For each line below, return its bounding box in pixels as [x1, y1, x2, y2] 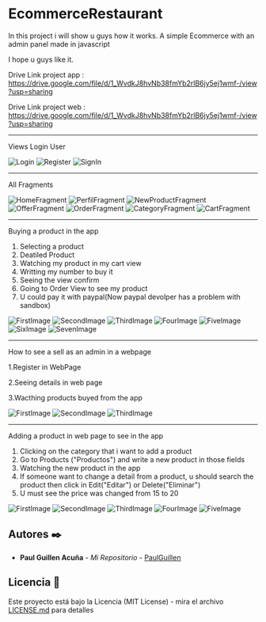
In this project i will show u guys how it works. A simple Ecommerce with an [8, 31, 255, 40]
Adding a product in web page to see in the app [8, 430, 164, 440]
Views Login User [8, 142, 66, 151]
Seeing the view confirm [19, 275, 100, 285]
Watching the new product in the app [19, 463, 141, 472]
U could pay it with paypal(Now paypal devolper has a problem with [19, 292, 241, 302]
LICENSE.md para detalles [8, 605, 94, 614]
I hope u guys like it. [8, 55, 74, 64]
